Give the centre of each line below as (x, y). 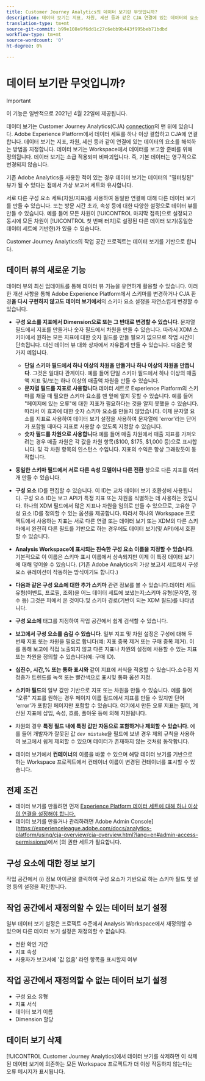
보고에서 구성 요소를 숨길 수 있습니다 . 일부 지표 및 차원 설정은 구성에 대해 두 (104, 634)
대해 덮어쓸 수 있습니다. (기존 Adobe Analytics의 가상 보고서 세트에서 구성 (110, 564)
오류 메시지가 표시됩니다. (36, 1071)
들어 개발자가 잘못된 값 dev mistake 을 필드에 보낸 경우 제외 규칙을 (100, 733)
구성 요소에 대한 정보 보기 (51, 863)
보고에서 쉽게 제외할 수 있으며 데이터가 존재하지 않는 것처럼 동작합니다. (106, 741)
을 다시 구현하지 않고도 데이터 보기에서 (56, 301)
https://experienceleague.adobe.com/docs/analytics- (85, 828)
